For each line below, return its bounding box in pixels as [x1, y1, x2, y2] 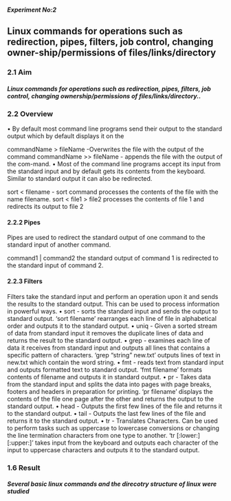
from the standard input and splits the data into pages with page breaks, [7, 380, 212, 388]
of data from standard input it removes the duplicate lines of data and [7, 329, 204, 337]
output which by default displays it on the [7, 132, 124, 140]
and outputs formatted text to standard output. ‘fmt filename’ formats [7, 365, 203, 374]
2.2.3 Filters [7, 277, 43, 285]
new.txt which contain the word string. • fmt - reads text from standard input [7, 358, 224, 366]
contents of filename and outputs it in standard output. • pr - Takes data [7, 372, 211, 381]
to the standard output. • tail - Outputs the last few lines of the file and [7, 409, 206, 417]
